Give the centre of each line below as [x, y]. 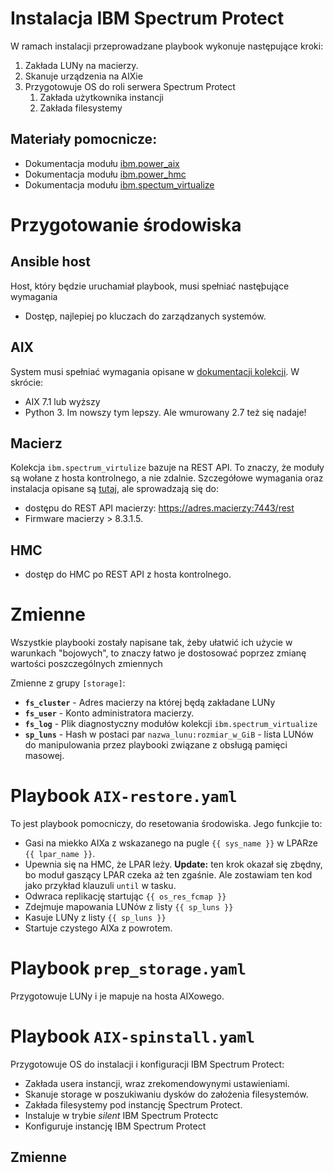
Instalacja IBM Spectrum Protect [147, 18]
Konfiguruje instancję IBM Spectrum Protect [115, 1126]
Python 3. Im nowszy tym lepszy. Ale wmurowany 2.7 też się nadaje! [165, 412]
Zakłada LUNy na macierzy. [81, 65]
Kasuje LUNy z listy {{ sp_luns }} [95, 918]
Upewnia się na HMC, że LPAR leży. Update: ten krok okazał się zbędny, [173, 864]
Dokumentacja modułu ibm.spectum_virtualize [119, 184]
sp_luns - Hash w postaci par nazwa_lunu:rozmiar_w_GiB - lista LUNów [169, 734]
